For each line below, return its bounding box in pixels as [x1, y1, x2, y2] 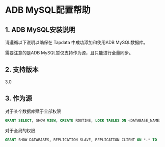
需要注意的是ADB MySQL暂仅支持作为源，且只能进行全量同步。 [5, 50, 134, 55]
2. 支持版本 [5, 66, 39, 74]
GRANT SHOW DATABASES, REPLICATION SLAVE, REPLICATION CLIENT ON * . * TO [5, 137, 157, 142]
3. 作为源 [5, 94, 32, 103]
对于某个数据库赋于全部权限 [5, 108, 61, 114]
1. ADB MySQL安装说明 [5, 25, 76, 34]
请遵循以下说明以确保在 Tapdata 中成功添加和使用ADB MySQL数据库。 [5, 40, 148, 45]
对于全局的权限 [5, 127, 35, 133]
